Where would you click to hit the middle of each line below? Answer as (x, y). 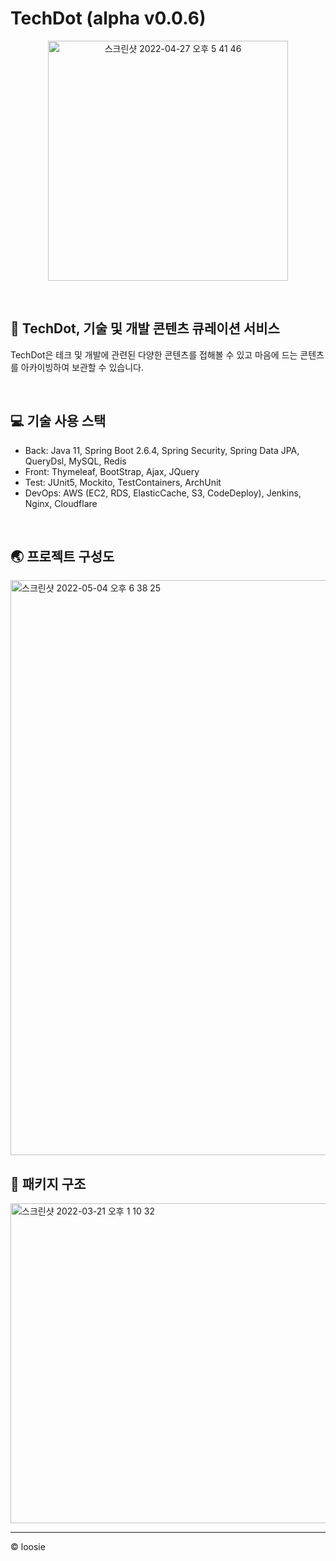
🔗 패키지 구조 (48, 1183)
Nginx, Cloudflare (61, 503)
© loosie (28, 1547)
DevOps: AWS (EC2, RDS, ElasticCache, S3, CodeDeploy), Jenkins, (163, 493)
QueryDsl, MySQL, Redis (75, 461)
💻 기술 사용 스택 (58, 421)
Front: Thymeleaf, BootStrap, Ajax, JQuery (112, 471)
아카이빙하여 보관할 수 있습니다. (82, 367)
